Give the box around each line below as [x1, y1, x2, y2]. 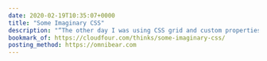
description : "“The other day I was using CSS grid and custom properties [8, 26, 261, 34]
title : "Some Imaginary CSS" [8, 19, 105, 27]
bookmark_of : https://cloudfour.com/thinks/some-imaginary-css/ [8, 33, 226, 42]
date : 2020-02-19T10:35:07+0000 [8, 11, 115, 20]
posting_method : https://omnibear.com [8, 41, 137, 49]
